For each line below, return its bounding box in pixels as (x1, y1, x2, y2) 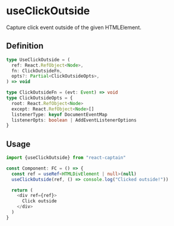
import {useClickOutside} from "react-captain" (6, 155, 126, 161)
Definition (6, 41, 43, 51)
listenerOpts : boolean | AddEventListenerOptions (11, 117, 137, 123)
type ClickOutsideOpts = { (6, 95, 73, 101)
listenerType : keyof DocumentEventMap (11, 112, 108, 117)
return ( (11, 187, 33, 193)
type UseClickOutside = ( (6, 56, 70, 63)
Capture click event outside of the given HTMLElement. (6, 24, 141, 31)
